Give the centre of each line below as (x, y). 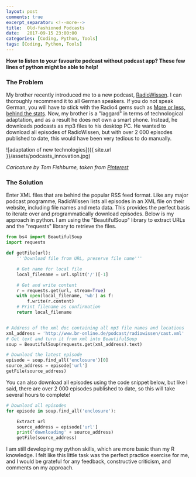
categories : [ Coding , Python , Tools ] (52, 39)
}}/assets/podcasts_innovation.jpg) (48, 156)
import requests (26, 243)
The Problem (25, 82)
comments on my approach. (40, 468)
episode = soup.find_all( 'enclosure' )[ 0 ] (57, 361)
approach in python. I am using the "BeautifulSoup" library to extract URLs (96, 220)
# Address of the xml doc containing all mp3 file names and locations (95, 328)
